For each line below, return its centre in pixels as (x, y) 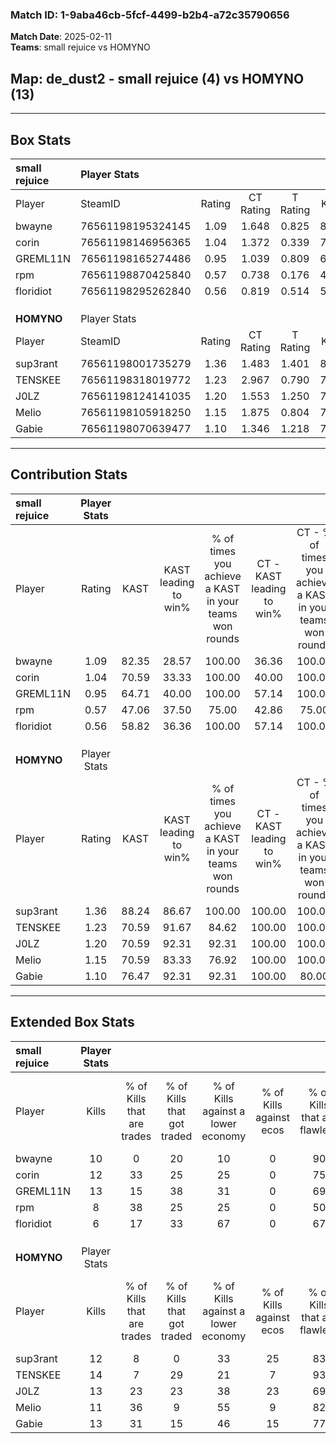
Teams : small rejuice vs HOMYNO (80, 47)
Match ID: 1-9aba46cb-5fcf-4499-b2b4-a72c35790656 (150, 15)
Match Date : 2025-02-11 (61, 37)
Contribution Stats (69, 474)
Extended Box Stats (72, 1022)
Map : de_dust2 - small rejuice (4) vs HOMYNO (157, 78)
